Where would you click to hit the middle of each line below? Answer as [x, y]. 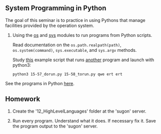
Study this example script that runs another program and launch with [83, 60]
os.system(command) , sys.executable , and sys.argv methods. [74, 50]
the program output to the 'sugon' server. [55, 126]
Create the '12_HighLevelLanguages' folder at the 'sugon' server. [79, 111]
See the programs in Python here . [40, 83]
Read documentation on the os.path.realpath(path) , [67, 45]
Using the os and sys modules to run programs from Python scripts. [82, 35]
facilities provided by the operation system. [50, 25]
